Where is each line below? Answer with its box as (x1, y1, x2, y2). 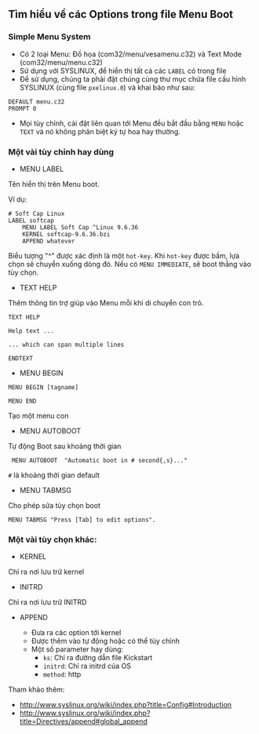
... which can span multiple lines (8, 341, 125, 349)
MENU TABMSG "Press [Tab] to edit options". (8, 516, 156, 524)
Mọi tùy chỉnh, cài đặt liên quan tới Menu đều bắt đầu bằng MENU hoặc (19, 119, 245, 128)
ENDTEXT (8, 354, 34, 362)
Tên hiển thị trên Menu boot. (8, 179, 100, 188)
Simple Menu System (8, 31, 91, 42)
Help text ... (8, 327, 55, 334)
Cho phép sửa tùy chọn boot (8, 500, 100, 510)
